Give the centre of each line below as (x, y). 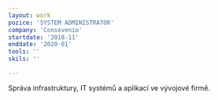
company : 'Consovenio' (45, 30)
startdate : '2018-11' (44, 37)
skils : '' (24, 59)
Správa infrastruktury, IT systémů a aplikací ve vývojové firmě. (109, 87)
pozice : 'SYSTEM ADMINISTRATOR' (61, 23)
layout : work (30, 15)
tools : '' (24, 52)
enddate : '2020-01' (40, 45)
